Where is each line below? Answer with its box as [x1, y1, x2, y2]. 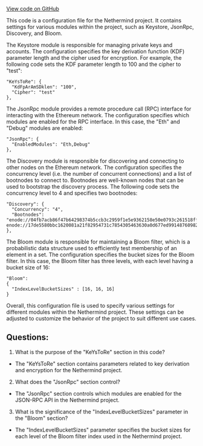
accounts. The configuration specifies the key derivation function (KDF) [6, 48, 185, 55]
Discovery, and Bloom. [6, 30, 62, 37]
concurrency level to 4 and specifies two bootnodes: [6, 190, 138, 196]
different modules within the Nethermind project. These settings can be [6, 308, 184, 315]
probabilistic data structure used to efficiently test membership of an [6, 245, 177, 251]
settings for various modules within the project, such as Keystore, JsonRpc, [6, 24, 195, 30]
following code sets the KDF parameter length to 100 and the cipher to [6, 60, 181, 68]
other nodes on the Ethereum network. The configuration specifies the [6, 164, 182, 171]
